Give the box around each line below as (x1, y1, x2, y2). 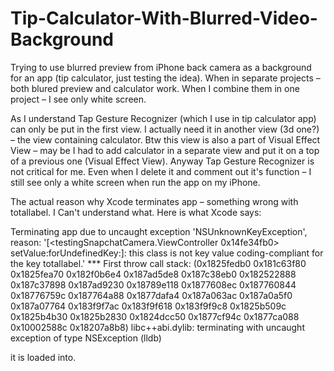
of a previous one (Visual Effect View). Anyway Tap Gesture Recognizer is (10, 155, 315, 167)
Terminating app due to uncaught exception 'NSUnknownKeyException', (10, 225, 308, 237)
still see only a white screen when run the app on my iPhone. (10, 176, 261, 188)
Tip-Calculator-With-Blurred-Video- (10, 7, 318, 30)
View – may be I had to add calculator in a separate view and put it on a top (10, 144, 320, 156)
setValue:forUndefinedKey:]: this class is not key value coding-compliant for (10, 247, 324, 259)
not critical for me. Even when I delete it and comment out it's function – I (10, 165, 312, 177)
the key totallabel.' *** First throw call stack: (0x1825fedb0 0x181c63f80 (10, 257, 307, 269)
